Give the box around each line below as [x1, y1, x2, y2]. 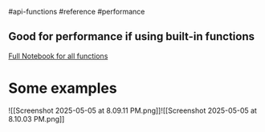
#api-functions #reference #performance [8, 7, 145, 16]
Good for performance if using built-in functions [8, 30, 255, 43]
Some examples [8, 79, 118, 97]
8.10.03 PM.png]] [8, 114, 65, 123]
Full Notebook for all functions [8, 51, 108, 61]
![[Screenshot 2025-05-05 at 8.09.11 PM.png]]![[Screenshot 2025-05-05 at [8, 106, 257, 115]
